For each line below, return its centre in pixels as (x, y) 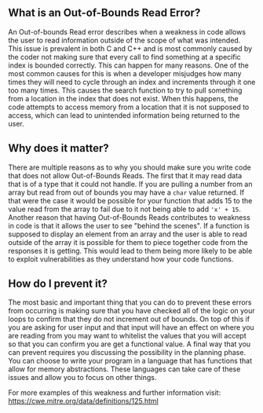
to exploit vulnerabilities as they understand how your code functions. (121, 259)
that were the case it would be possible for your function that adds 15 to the (130, 200)
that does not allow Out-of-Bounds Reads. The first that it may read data (125, 175)
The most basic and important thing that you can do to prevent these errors (130, 302)
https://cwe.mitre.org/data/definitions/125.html (83, 401)
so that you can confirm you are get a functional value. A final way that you (130, 344)
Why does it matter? (58, 148)
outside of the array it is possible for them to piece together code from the (128, 242)
